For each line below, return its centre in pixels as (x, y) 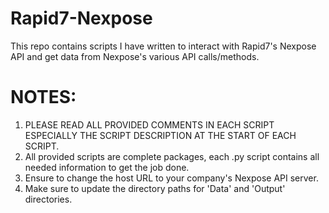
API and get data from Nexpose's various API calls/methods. (135, 56)
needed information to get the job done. (107, 167)
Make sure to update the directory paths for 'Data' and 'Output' (155, 188)
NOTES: (43, 97)
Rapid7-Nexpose (81, 18)
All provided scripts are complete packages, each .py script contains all (172, 156)
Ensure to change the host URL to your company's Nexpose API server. (171, 178)
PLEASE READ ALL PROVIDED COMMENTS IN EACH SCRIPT (149, 124)
